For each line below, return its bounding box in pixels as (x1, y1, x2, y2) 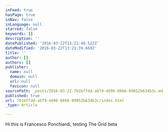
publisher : (5, 64, 29, 70)
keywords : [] (5, 31, 33, 36)
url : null (10, 79, 31, 84)
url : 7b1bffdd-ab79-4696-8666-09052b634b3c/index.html (5, 98, 125, 103)
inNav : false (5, 17, 33, 22)
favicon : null (10, 83, 40, 89)
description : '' (5, 36, 40, 41)
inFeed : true (5, 7, 33, 13)
